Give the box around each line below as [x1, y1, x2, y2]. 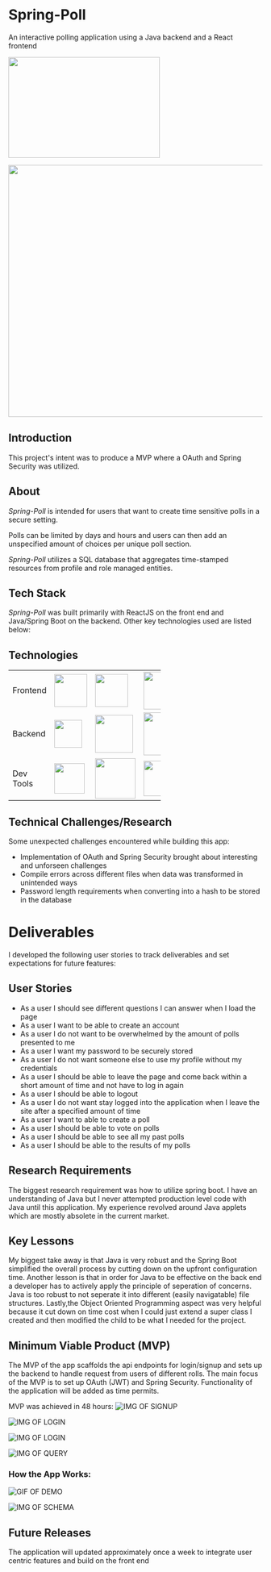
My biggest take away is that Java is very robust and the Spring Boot [8, 1256, 237, 1266]
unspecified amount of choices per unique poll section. [8, 539, 192, 548]
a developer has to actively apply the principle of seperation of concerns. [8, 1281, 252, 1291]
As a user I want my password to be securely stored [19, 1046, 194, 1056]
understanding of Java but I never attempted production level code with [8, 1194, 247, 1203]
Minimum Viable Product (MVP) [8, 1339, 171, 1353]
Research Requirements [8, 1164, 131, 1178]
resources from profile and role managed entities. [8, 563, 173, 573]
